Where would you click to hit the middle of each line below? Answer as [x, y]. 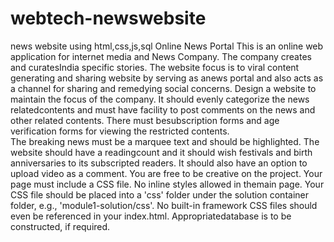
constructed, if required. [60, 226]
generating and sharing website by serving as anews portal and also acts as [167, 78]
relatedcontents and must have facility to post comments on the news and [163, 109]
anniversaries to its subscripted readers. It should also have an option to [159, 163]
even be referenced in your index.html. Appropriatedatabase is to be [151, 216]
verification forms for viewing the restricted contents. [120, 131]
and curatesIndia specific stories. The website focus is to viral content [155, 67]
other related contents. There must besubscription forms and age [145, 120]
